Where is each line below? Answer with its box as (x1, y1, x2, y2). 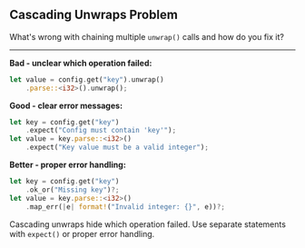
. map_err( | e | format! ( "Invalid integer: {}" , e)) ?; (25, 202, 225, 212)
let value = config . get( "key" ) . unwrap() (9, 74, 165, 84)
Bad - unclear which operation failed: (9, 57, 152, 68)
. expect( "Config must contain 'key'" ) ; (25, 126, 177, 135)
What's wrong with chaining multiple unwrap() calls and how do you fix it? (9, 31, 284, 42)
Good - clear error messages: (9, 100, 123, 111)
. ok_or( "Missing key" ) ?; (25, 185, 120, 194)
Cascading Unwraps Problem (9, 7, 179, 23)
